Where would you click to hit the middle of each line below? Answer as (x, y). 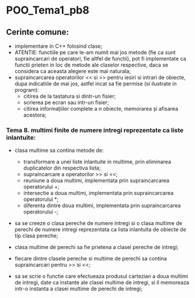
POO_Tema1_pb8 (48, 10)
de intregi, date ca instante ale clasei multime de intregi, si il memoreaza (102, 283)
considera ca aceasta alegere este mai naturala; (73, 71)
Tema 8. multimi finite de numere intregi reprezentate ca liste (95, 130)
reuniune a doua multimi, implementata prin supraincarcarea (96, 181)
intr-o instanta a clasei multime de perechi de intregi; (78, 289)
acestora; (35, 115)
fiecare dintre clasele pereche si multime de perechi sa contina (91, 259)
